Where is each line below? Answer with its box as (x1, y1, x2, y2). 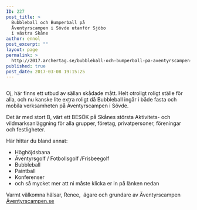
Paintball (14, 168, 36, 175)
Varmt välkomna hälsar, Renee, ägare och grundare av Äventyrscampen (6, 191, 181, 198)
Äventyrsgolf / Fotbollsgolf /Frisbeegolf (14, 155, 110, 162)
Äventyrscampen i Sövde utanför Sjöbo (11, 25, 107, 31)
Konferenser (14, 174, 45, 181)
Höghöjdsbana (14, 149, 50, 156)
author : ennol (6, 36, 41, 42)
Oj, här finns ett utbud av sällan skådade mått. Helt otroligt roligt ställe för (6, 90, 183, 97)
